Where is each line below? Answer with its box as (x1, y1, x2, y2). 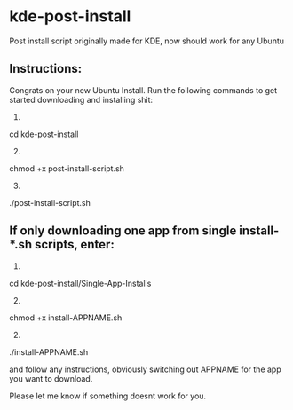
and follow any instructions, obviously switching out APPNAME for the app (9, 364, 281, 375)
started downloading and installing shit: (9, 94, 154, 105)
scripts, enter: (34, 237, 115, 252)
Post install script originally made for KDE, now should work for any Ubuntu (9, 35, 285, 46)
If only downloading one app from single (9, 224, 237, 239)
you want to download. (9, 373, 93, 383)
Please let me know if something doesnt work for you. (9, 390, 207, 401)
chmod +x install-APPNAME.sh (9, 312, 123, 323)
